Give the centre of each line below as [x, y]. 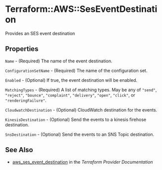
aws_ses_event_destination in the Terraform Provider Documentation [82, 162]
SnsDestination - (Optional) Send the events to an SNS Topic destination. [80, 134]
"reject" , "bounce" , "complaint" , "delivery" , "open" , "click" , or [70, 95]
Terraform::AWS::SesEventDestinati [81, 9]
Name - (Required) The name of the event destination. [59, 61]
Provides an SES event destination [40, 33]
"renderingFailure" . [26, 100]
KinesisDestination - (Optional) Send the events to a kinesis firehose [76, 119]
